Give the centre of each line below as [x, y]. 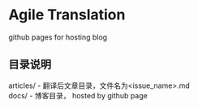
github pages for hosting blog [58, 37]
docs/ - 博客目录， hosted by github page [78, 95]
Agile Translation [67, 15]
